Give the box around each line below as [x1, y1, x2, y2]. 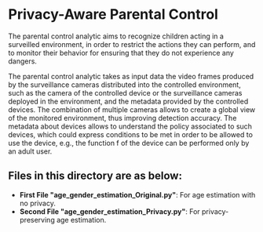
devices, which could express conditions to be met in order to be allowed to [8, 129, 254, 139]
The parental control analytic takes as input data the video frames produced [8, 71, 254, 81]
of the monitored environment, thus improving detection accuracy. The [8, 113, 237, 122]
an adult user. [8, 147, 53, 156]
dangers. [8, 56, 38, 66]
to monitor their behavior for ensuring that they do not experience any [8, 48, 234, 57]
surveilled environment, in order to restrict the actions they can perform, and [8, 39, 256, 49]
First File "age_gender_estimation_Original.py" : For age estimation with [19, 190, 256, 199]
